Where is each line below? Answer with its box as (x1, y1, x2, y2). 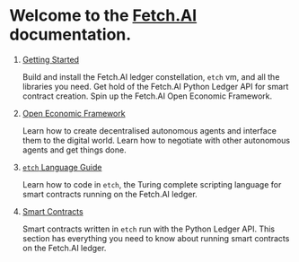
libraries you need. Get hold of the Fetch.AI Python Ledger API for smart (22, 81, 289, 92)
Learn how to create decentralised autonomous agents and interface (22, 125, 277, 135)
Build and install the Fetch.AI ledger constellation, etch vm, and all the (22, 71, 280, 82)
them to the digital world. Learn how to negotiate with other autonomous (22, 135, 290, 145)
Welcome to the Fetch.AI (9, 5, 198, 26)
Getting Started (22, 54, 79, 65)
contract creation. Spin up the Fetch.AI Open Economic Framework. (22, 91, 273, 101)
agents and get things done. (22, 144, 128, 155)
